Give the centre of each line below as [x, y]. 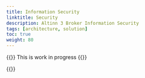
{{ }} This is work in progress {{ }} [47, 57]
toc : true [19, 34]
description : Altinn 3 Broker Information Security [72, 23]
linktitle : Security [32, 18]
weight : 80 [20, 40]
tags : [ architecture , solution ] [47, 29]
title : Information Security [43, 12]
